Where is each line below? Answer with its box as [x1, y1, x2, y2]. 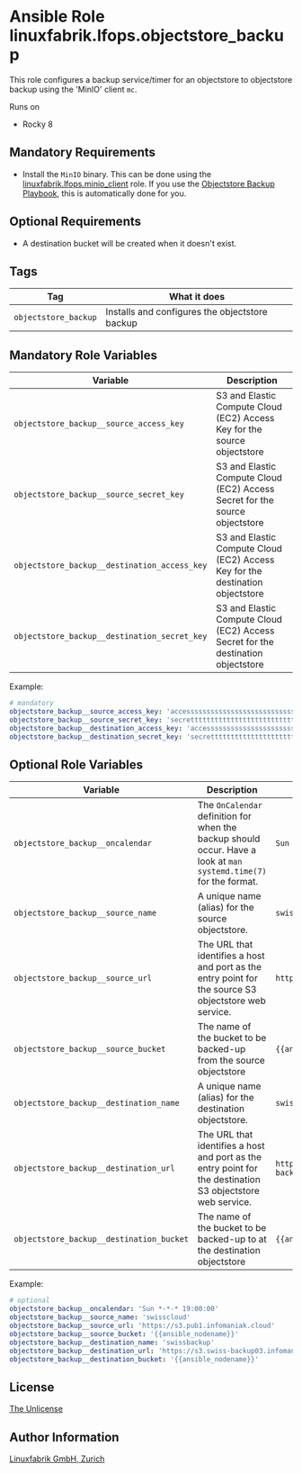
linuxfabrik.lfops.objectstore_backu [9, 25, 285, 46]
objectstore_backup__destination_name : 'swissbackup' [9, 1338, 216, 1347]
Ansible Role [9, 6, 105, 27]
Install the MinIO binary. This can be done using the [22, 168, 212, 179]
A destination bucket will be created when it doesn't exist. [22, 238, 237, 248]
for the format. [197, 876, 259, 888]
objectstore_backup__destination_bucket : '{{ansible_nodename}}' [9, 1354, 259, 1364]
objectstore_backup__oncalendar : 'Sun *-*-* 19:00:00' [9, 1305, 219, 1314]
